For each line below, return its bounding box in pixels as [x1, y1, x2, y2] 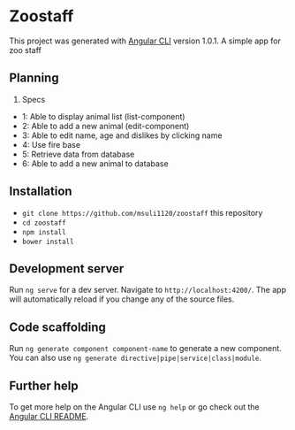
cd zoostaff [21, 219, 66, 227]
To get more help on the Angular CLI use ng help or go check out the [9, 402, 260, 412]
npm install [21, 227, 66, 236]
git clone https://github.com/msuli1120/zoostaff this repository [21, 207, 263, 218]
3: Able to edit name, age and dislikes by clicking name [21, 130, 223, 141]
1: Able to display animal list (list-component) [21, 111, 185, 121]
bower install [21, 237, 74, 246]
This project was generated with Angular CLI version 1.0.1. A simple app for [9, 35, 281, 46]
